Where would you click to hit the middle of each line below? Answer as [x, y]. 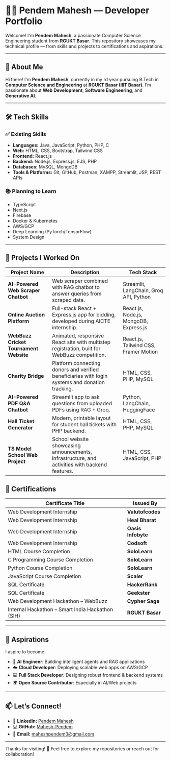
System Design [28, 237]
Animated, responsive [78, 335]
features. [63, 471]
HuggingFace [139, 409]
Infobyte [138, 535]
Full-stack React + [74, 308]
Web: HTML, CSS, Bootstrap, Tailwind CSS [58, 151]
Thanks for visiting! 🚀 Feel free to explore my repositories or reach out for [82, 748]
